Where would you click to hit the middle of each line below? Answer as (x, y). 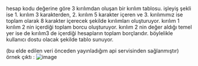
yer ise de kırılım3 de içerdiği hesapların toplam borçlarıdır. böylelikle (90, 33)
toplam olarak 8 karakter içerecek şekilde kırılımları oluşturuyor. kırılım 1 (93, 21)
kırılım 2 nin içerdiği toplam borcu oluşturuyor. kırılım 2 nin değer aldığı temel (99, 27)
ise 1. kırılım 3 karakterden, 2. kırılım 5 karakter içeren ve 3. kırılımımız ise (95, 15)
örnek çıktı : (20, 57)
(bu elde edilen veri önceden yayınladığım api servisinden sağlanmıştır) (92, 51)
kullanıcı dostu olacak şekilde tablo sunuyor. (60, 39)
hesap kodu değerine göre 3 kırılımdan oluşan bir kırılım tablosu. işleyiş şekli (99, 8)
